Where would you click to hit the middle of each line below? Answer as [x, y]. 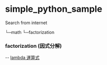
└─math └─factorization [30, 32]
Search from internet [26, 23]
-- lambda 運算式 [22, 58]
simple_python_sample [54, 9]
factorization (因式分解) [34, 46]
